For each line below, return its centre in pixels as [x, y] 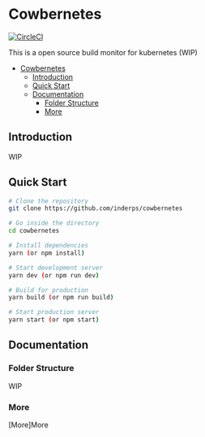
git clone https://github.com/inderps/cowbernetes [96, 208]
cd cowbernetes [34, 231]
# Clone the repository [49, 201]
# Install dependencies [49, 246]
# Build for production [49, 290]
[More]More [28, 425]
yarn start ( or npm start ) [54, 320]
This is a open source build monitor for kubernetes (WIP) [103, 52]
